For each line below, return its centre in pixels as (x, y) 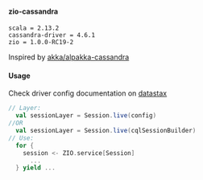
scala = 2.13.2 (34, 28)
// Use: (21, 138)
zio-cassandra (33, 11)
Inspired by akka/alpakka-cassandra (69, 57)
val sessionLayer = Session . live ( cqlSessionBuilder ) (106, 131)
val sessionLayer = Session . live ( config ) (86, 116)
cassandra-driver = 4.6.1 (52, 35)
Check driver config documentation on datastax (88, 93)
